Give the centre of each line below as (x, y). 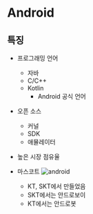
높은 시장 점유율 (38, 157)
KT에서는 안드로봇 (52, 204)
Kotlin (35, 88)
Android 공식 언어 (62, 96)
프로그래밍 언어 (38, 58)
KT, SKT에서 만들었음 (56, 186)
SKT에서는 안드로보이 (56, 195)
